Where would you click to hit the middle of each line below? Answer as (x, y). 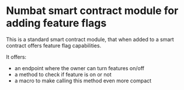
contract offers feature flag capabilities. (54, 46)
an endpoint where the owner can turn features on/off (79, 68)
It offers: (16, 57)
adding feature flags (56, 23)
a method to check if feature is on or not (63, 74)
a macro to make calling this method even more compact (83, 81)
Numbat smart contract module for (92, 11)
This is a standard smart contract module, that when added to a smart (90, 39)
